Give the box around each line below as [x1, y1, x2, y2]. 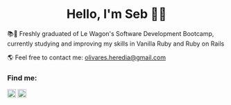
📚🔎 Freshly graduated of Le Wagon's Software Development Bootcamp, [7, 29, 214, 37]
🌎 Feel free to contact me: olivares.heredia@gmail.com [7, 53, 166, 61]
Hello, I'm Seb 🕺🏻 [66, 6, 167, 22]
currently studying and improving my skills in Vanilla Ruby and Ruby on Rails [7, 39, 225, 48]
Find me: [7, 73, 37, 82]
